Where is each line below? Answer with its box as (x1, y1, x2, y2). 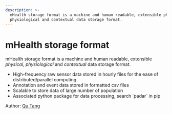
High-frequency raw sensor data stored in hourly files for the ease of (12, 71, 159, 77)
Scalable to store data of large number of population (12, 87, 123, 94)
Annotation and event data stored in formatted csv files (12, 82, 130, 88)
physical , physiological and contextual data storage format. (5, 61, 131, 67)
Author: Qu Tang (5, 103, 40, 109)
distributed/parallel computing (12, 77, 77, 83)
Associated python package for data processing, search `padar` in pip (12, 93, 161, 99)
